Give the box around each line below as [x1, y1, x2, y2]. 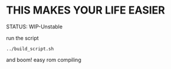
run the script [6, 34, 40, 41]
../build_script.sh [6, 45, 54, 52]
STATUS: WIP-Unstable [6, 23, 63, 30]
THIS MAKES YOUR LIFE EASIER [6, 4, 165, 17]
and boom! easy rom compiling [6, 56, 81, 63]
